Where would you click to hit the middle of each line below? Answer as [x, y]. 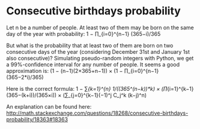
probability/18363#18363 [37, 119]
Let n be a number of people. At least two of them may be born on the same [100, 27]
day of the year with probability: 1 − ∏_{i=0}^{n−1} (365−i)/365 [83, 33]
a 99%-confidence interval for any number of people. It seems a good [93, 64]
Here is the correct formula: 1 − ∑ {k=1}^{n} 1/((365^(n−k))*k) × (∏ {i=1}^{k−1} [100, 88]
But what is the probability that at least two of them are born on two [90, 45]
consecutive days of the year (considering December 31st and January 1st [98, 51]
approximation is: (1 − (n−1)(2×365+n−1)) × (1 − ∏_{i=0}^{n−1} [83, 70]
